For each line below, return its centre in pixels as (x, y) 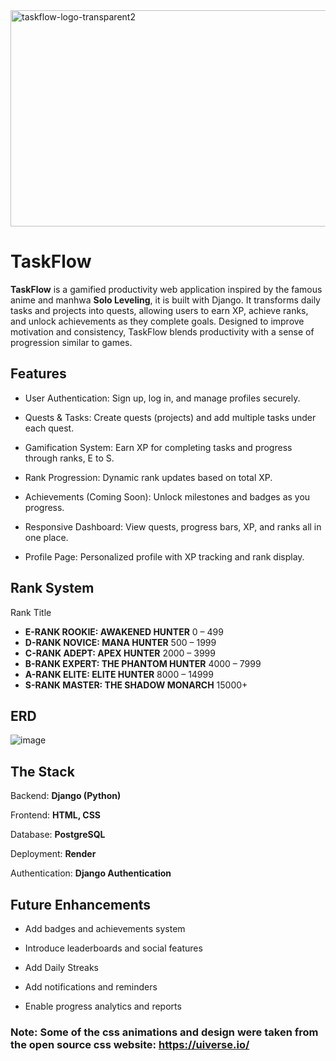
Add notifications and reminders (91, 987)
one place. (46, 537)
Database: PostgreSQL (58, 835)
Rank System (52, 588)
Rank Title (31, 612)
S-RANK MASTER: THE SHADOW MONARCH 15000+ (136, 685)
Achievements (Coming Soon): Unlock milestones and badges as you (167, 496)
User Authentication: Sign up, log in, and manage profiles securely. (162, 398)
